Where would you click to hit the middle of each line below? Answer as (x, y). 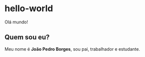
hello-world (29, 9)
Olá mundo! (16, 22)
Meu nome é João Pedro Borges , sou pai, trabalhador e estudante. (72, 49)
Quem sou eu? (27, 37)
